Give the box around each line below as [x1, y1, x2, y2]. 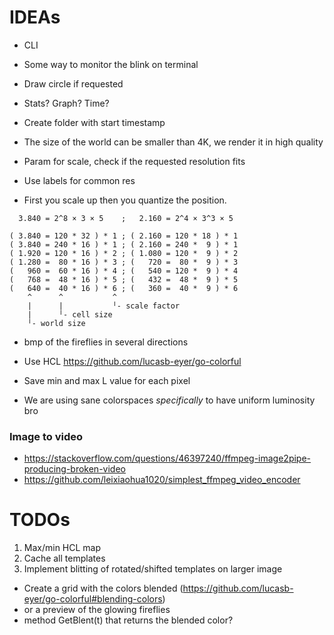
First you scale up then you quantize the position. [23, 194, 227, 206]
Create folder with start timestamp [23, 116, 166, 128]
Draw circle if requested [23, 77, 124, 90]
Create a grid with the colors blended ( [23, 582, 184, 595]
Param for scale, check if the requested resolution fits [23, 155, 246, 167]
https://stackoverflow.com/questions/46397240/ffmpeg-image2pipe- [23, 452, 312, 465]
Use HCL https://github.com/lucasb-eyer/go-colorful [23, 355, 242, 367]
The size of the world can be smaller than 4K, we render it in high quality [23, 136, 324, 148]
